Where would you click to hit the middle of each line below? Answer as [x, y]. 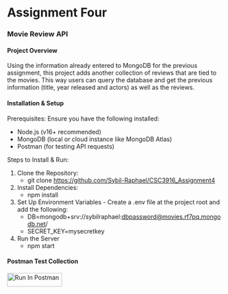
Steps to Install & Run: [38, 160]
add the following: [42, 209]
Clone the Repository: [48, 173]
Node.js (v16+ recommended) [59, 132]
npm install [42, 195]
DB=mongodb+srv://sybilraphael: [74, 217]
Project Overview [33, 50]
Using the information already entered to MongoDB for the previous [102, 66]
